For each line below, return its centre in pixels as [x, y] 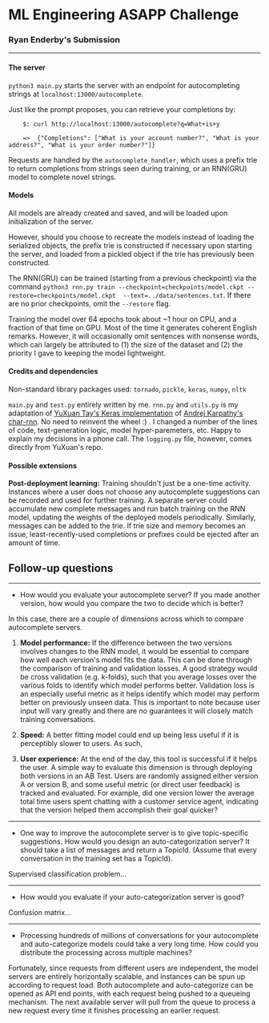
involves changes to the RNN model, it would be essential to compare [134, 652]
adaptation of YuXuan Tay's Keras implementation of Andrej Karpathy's [126, 413]
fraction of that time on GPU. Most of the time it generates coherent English [133, 327]
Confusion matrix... [40, 913]
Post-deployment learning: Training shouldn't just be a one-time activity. [129, 483]
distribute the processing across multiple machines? [106, 953]
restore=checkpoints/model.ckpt [62, 295]
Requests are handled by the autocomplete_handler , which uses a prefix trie [133, 160]
